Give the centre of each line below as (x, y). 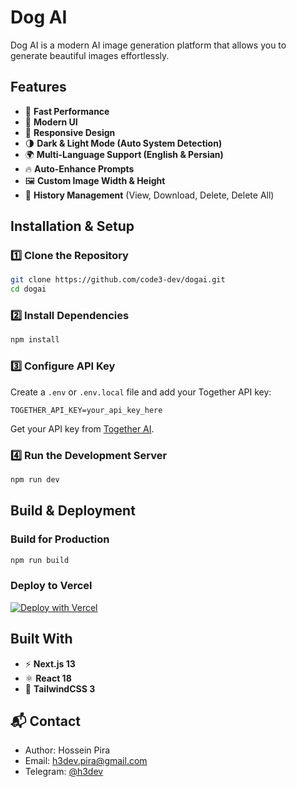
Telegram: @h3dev (64, 772)
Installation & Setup (72, 226)
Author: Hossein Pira (67, 750)
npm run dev (35, 479)
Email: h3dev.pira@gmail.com (86, 761)
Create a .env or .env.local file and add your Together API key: (141, 392)
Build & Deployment (73, 511)
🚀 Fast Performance (67, 111)
